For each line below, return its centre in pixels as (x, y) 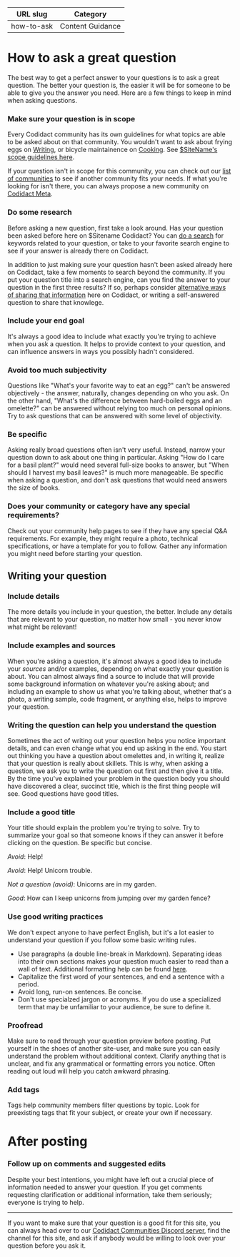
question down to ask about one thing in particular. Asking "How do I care (116, 458)
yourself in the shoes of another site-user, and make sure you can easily (114, 1048)
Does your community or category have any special (99, 506)
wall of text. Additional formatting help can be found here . (102, 969)
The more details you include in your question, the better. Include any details (120, 612)
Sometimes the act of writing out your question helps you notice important (117, 741)
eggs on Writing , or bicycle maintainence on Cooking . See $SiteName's (112, 150)
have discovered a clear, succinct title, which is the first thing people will (114, 786)
